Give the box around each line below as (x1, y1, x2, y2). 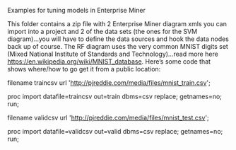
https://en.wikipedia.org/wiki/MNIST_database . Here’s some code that (7, 57, 211, 66)
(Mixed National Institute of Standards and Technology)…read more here (7, 50, 219, 58)
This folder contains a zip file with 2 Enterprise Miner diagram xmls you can (7, 20, 228, 28)
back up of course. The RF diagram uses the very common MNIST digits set (7, 42, 228, 50)
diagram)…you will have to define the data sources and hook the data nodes (7, 35, 230, 43)
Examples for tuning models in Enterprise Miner (7, 6, 146, 14)
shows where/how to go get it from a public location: (7, 65, 161, 73)
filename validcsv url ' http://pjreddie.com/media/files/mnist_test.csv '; (7, 113, 210, 122)
